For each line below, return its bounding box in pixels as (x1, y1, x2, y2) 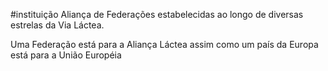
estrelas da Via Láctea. (10, 19, 105, 31)
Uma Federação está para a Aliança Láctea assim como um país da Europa (10, 39, 319, 50)
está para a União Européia (10, 49, 122, 61)
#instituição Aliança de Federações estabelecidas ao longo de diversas (10, 9, 304, 20)
